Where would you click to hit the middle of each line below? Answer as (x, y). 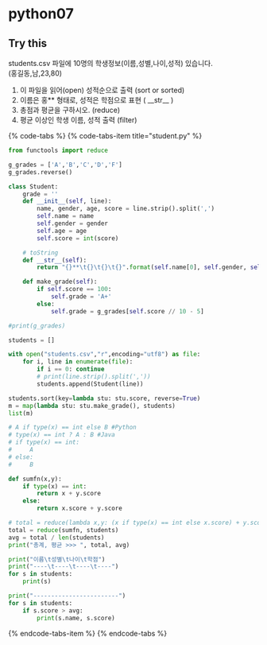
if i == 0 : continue (71, 369)
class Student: (33, 187)
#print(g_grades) (37, 326)
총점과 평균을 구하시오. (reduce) (70, 110)
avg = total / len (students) (56, 538)
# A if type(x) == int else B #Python (72, 427)
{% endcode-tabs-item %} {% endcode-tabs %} (88, 633)
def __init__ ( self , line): (67, 201)
